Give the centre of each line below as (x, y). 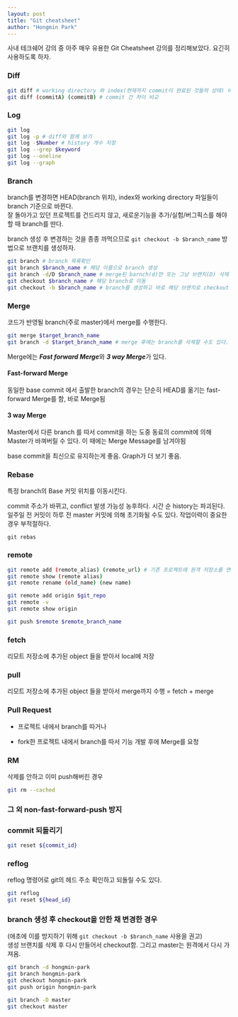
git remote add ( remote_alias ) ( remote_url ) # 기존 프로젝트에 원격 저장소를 (115, 570)
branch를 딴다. (43, 224)
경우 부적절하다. (29, 524)
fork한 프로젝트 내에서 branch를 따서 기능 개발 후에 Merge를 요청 (108, 741)
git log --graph (31, 163)
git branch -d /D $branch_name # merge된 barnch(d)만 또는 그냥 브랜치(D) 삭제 (118, 275)
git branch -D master (39, 1000)
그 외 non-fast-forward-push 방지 (65, 809)
